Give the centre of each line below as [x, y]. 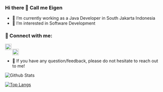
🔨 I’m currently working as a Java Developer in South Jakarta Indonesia [84, 18]
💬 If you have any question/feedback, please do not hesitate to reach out [85, 61]
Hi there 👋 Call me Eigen [34, 8]
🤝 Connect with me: [29, 36]
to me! [18, 66]
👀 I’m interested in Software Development [54, 23]
